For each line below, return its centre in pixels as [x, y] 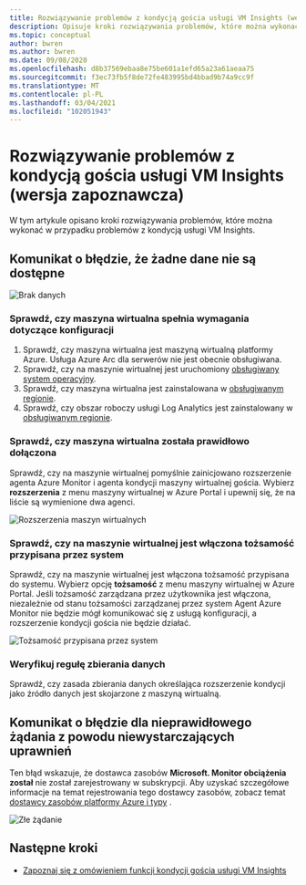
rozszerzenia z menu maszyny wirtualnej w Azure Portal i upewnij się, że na [153, 492]
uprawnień [41, 750]
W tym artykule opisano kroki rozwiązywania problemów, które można [141, 221]
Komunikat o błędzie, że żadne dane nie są [133, 259]
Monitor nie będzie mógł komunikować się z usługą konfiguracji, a [133, 613]
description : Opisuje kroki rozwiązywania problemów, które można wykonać [154, 26]
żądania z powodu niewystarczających [122, 737]
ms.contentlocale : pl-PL [56, 94]
